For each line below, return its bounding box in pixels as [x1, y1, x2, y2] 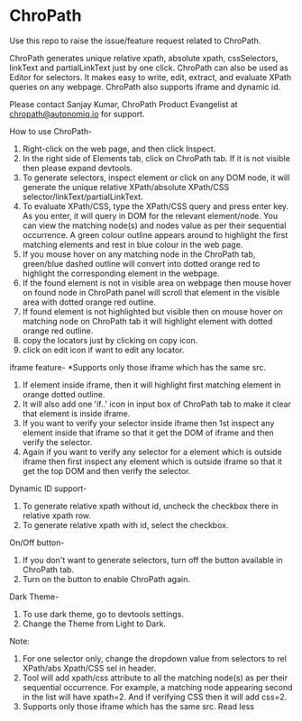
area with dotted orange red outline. [22, 297, 156, 307]
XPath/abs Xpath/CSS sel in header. [22, 662, 157, 673]
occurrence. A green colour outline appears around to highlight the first [22, 229, 288, 240]
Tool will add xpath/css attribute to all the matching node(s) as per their [22, 672, 288, 683]
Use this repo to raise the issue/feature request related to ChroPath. [9, 35, 261, 46]
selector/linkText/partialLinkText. [22, 191, 143, 202]
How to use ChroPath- [9, 125, 93, 136]
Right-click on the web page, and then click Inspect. [22, 143, 216, 154]
